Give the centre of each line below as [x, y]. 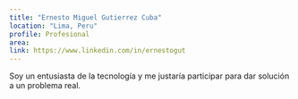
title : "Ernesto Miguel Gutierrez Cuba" [86, 17]
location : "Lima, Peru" [54, 26]
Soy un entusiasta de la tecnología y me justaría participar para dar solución [149, 76]
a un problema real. [45, 86]
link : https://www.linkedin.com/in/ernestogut [98, 51]
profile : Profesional [50, 34]
